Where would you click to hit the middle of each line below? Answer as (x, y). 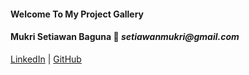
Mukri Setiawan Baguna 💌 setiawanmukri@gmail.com (125, 37)
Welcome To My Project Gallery (77, 14)
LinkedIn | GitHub (46, 59)
